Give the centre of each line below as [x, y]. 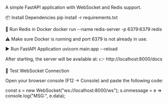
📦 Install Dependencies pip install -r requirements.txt [62, 18]
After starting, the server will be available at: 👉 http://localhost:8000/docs [84, 59]
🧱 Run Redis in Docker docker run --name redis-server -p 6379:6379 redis [84, 29]
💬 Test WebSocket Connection [38, 71]
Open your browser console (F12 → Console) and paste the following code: [84, 80]
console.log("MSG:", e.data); [35, 96]
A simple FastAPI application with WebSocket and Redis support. [74, 7]
